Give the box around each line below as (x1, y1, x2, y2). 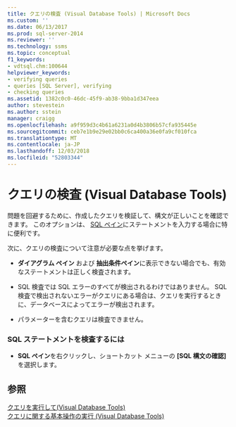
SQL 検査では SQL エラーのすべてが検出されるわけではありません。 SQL (17, 282, 228, 291)
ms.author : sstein (7, 108, 61, 115)
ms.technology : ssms (7, 43, 68, 50)
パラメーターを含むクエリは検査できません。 (17, 314, 147, 324)
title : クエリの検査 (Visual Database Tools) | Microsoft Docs (7, 10, 190, 18)
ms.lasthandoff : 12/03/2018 (7, 148, 90, 155)
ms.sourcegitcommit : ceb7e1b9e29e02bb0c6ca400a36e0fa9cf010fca (7, 128, 197, 135)
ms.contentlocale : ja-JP (7, 141, 80, 148)
